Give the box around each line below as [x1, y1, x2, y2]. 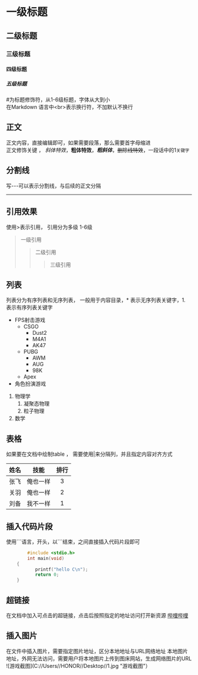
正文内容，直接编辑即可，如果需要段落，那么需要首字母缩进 [6, 139, 151, 146]
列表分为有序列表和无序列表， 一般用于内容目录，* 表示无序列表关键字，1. [6, 297, 186, 304]
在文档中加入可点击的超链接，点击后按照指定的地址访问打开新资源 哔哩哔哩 [6, 612, 189, 619]
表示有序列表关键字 [6, 304, 53, 311]
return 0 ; [35, 572, 60, 578]
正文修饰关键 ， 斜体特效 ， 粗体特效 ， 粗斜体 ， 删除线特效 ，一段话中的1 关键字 [6, 146, 190, 153]
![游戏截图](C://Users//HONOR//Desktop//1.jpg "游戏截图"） [6, 662, 151, 669]
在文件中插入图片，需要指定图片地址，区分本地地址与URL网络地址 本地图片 [6, 647, 189, 654]
